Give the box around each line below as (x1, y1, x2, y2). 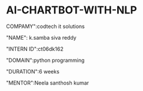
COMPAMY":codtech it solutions (6, 23, 85, 30)
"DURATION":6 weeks (6, 68, 60, 75)
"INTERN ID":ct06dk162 (6, 45, 64, 52)
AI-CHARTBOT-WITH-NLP (6, 3, 137, 17)
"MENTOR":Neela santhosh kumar (6, 79, 89, 86)
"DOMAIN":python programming (6, 57, 85, 64)
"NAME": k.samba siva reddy (6, 34, 77, 41)
